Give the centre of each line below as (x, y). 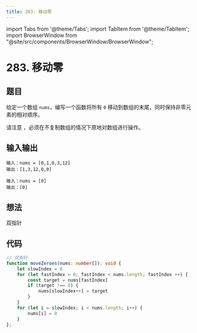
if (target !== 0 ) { (53, 286)
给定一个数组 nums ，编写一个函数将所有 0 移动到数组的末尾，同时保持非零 (96, 107)
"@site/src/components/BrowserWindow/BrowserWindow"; (80, 41)
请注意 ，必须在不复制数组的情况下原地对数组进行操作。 (75, 127)
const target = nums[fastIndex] (68, 280)
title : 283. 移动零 (29, 12)
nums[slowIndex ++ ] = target (73, 291)
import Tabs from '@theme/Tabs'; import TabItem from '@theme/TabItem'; (98, 29)
